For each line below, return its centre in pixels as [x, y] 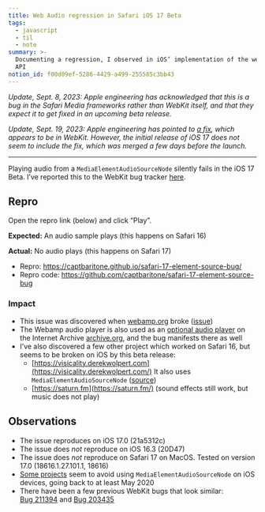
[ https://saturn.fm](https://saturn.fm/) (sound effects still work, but [140, 388]
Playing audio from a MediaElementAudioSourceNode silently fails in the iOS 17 [131, 168]
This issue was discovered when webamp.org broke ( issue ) [116, 321]
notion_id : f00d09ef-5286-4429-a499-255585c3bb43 [91, 74]
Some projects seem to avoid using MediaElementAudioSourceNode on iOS [137, 474]
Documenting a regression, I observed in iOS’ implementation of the [132, 60]
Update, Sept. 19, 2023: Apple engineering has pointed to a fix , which [121, 129]
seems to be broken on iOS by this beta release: [97, 354]
